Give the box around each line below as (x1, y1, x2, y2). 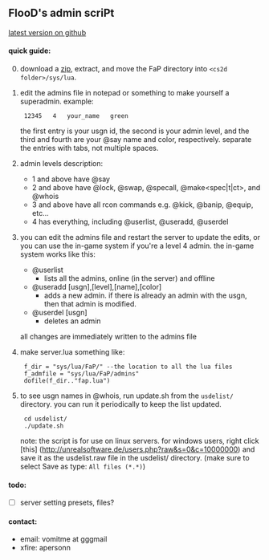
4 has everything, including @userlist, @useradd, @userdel (31, 217, 229, 227)
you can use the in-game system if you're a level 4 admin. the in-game (19, 241, 255, 251)
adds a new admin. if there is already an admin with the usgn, (43, 290, 247, 300)
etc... (31, 209, 50, 218)
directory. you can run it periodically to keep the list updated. (19, 400, 222, 409)
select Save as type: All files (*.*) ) (19, 461, 146, 472)
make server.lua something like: (19, 347, 125, 357)
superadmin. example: (19, 96, 94, 107)
